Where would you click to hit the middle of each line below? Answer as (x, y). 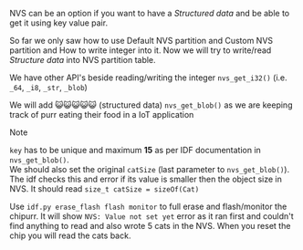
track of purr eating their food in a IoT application (102, 115)
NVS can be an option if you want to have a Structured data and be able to (150, 13)
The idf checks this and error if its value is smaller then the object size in (146, 179)
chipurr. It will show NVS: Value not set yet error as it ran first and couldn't (151, 216)
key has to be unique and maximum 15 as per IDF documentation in (136, 150)
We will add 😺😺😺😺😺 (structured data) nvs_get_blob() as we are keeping (151, 105)
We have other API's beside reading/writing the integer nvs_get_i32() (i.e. (148, 78)
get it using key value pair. (58, 23)
